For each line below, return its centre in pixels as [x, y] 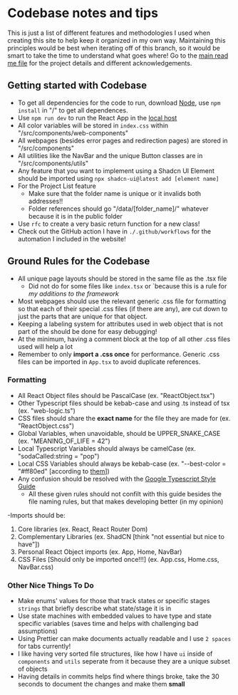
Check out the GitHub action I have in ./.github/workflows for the [114, 231]
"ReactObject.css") [46, 426]
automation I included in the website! [72, 239]
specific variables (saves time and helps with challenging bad [108, 624]
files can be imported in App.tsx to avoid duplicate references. [109, 362]
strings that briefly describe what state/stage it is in [94, 608]
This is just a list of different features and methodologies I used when [109, 33]
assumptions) [38, 631]
